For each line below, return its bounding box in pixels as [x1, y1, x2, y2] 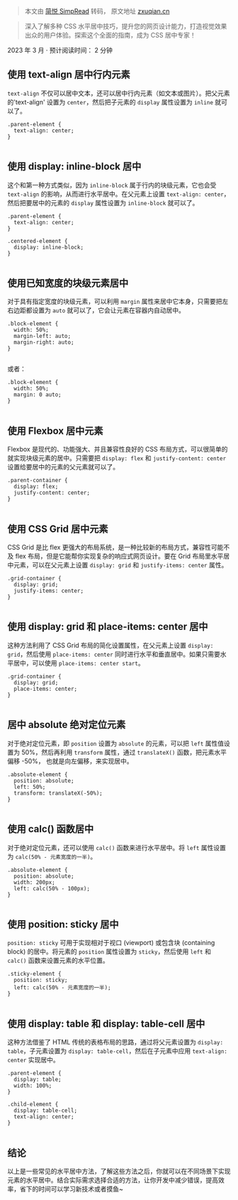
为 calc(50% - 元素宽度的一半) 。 [7, 852, 97, 861]
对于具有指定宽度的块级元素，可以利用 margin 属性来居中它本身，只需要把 [7, 298, 222, 306]
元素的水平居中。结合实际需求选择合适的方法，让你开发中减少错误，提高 [7, 1175, 218, 1184]
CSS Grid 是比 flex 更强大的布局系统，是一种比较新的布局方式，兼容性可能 [7, 543, 224, 552]
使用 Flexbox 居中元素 [7, 425, 104, 437]
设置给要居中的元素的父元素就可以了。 [7, 463, 119, 471]
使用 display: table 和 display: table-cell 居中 [7, 1018, 205, 1030]
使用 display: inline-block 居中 [7, 160, 142, 173]
